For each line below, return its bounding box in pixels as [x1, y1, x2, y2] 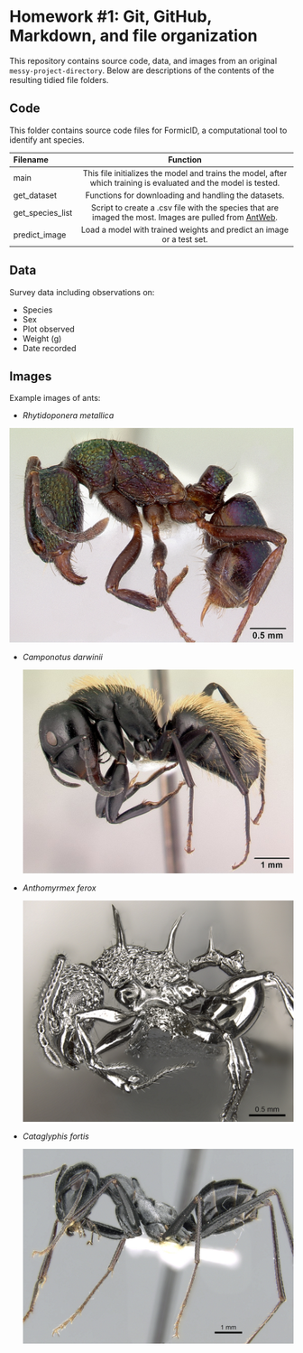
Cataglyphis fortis [22, 1131, 90, 1142]
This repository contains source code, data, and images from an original [9, 55, 278, 66]
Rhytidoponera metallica [22, 410, 115, 421]
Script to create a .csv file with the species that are [91, 202, 280, 213]
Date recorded [22, 342, 77, 353]
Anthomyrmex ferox [22, 882, 96, 893]
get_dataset [13, 190, 57, 201]
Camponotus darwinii [22, 651, 104, 662]
